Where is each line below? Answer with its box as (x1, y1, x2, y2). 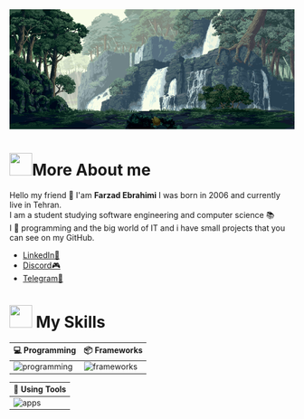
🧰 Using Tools (13, 384, 67, 395)
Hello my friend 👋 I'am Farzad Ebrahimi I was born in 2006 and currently (9, 189, 280, 200)
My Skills (35, 311, 106, 332)
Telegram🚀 (22, 272, 63, 283)
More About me (32, 159, 151, 180)
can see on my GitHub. (9, 232, 95, 243)
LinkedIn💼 (22, 249, 61, 261)
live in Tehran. (9, 199, 62, 210)
